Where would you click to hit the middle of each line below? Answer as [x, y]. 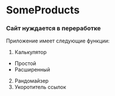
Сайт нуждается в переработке [53, 29]
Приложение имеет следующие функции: [58, 41]
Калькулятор [30, 52]
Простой [25, 63]
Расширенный [32, 70]
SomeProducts [43, 10]
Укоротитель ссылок [40, 87]
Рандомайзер [32, 81]
